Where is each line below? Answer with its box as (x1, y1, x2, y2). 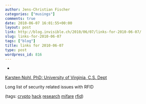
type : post (5, 47, 27, 52)
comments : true (5, 16, 36, 21)
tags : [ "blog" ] (5, 39, 36, 44)
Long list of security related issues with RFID (5, 84, 94, 90)
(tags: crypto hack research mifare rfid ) (5, 93, 84, 99)
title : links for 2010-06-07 (5, 43, 64, 48)
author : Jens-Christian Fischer (5, 7, 70, 12)
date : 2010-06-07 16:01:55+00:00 (5, 20, 73, 26)
